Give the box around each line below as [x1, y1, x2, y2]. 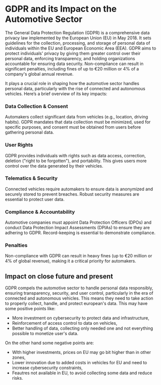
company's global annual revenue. [5, 71, 74, 77]
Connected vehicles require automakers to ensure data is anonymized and [5, 186, 153, 192]
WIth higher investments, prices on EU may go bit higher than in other [12, 350, 151, 355]
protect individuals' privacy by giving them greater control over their [5, 50, 141, 56]
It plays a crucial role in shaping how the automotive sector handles [5, 80, 139, 86]
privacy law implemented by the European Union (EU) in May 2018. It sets [5, 35, 151, 41]
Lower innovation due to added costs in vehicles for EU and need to [12, 360, 147, 366]
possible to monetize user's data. [12, 331, 79, 336]
